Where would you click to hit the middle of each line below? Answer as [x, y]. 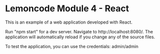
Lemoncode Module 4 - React [67, 9]
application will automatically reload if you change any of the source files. [80, 37]
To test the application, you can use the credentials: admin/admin [72, 46]
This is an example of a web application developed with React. [69, 22]
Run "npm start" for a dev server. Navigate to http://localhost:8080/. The [79, 31]
